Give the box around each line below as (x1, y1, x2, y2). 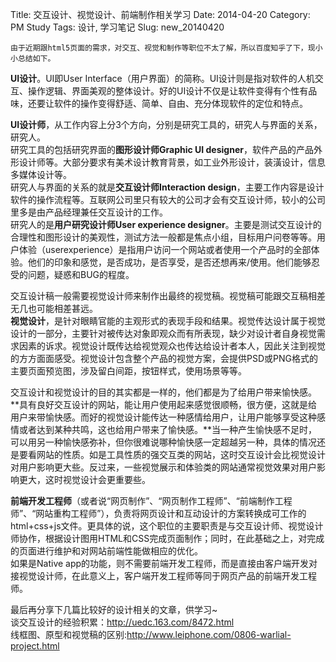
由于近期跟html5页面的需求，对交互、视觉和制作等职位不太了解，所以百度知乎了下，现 (10, 43, 316, 53)
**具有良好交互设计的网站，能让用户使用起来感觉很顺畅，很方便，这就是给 (10, 399, 318, 410)
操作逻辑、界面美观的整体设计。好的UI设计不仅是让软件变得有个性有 (27, 85, 309, 97)
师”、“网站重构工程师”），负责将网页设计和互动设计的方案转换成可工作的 (10, 508, 307, 519)
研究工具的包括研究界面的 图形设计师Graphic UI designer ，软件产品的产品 (10, 144, 314, 155)
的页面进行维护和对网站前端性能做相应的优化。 (10, 545, 203, 557)
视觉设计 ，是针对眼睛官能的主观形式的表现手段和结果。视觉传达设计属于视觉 (10, 315, 326, 327)
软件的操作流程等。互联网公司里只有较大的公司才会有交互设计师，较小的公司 (10, 194, 326, 205)
